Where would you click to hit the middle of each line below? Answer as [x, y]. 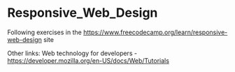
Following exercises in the [44, 32]
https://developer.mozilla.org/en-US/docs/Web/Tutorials [88, 60]
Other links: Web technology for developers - [72, 53]
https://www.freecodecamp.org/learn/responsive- [155, 32]
